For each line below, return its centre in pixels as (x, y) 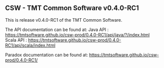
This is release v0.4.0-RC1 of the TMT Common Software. (64, 20)
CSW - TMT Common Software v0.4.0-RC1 (72, 8)
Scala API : (16, 40)
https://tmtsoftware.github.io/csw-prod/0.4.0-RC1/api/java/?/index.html (78, 34)
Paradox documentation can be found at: (47, 55)
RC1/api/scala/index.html (30, 45)
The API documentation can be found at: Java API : (57, 30)
